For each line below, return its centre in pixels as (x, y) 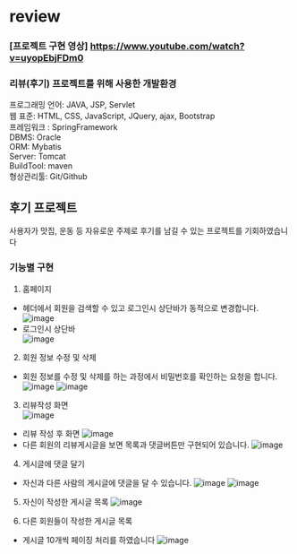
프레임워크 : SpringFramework (64, 127)
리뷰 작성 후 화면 (51, 433)
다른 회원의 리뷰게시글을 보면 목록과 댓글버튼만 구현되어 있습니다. (136, 445)
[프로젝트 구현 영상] (49, 47)
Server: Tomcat (38, 156)
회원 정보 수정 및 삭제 (59, 357)
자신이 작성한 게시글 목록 (65, 502)
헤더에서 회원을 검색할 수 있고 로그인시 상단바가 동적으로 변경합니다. (140, 307)
